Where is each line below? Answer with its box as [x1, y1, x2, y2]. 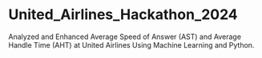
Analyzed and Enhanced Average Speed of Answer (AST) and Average [8, 32, 242, 41]
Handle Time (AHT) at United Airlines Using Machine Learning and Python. [8, 40, 255, 49]
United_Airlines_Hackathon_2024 [8, 6, 238, 24]
